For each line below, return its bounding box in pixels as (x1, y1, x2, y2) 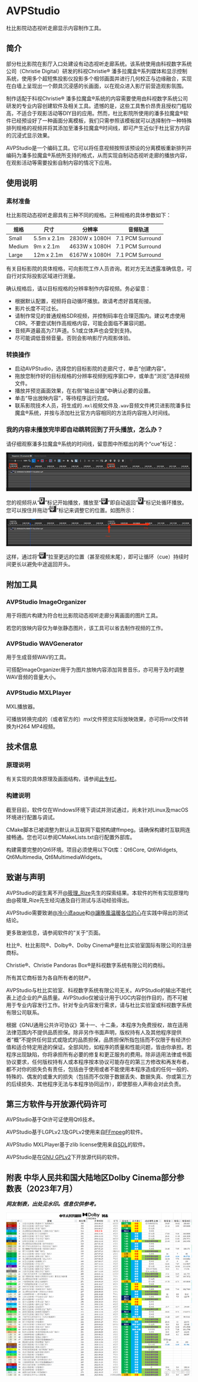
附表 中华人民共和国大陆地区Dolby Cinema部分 (6, 1172, 177, 1182)
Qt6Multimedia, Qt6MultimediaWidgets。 (6, 853, 106, 860)
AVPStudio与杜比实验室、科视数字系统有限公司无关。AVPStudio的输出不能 (6, 986, 187, 994)
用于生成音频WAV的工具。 (6, 654, 70, 661)
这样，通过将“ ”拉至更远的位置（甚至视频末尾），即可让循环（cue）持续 (6, 553, 184, 560)
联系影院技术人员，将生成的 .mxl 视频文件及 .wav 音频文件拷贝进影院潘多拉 (14, 402, 192, 409)
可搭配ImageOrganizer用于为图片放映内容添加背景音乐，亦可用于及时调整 (6, 666, 184, 674)
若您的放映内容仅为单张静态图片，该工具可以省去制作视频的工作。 (6, 625, 166, 632)
